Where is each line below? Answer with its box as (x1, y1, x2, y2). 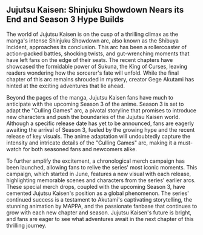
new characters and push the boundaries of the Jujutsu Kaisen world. (6, 113, 181, 120)
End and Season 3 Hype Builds (6, 15, 124, 25)
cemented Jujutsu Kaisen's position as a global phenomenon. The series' (6, 189, 190, 197)
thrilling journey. (6, 222, 47, 229)
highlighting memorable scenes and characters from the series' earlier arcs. (6, 176, 196, 184)
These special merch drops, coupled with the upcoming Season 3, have (6, 183, 186, 190)
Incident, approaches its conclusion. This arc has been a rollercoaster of (6, 43, 187, 50)
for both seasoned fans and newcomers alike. (22, 145, 138, 152)
